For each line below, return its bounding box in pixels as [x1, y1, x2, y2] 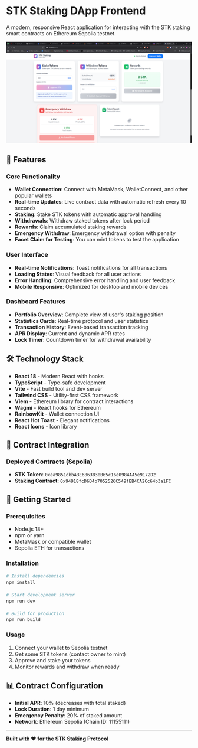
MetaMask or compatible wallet [14, 538, 91, 546]
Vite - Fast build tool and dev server [14, 385, 103, 392]
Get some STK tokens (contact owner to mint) [14, 651, 126, 658]
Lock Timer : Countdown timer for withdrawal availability [14, 336, 151, 343]
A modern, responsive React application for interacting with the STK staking [6, 24, 190, 31]
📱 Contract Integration [6, 440, 90, 450]
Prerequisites [6, 512, 45, 520]
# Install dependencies [6, 573, 65, 579]
